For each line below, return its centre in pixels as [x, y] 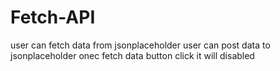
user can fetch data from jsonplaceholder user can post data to [140, 45]
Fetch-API [53, 17]
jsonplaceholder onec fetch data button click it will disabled [132, 55]
